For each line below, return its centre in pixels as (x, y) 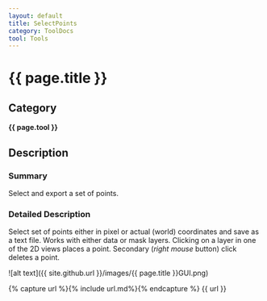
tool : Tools (28, 38)
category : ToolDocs (41, 31)
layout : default (35, 16)
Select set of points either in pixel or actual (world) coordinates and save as (134, 232)
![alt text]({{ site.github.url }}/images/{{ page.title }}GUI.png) (108, 273)
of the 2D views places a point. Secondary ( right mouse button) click (123, 249)
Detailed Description (50, 214)
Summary (28, 176)
